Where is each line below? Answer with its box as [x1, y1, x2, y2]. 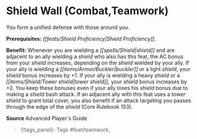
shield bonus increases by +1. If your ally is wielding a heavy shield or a [6, 72, 180, 79]
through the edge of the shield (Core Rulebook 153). [6, 103, 133, 110]
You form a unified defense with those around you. [6, 24, 130, 31]
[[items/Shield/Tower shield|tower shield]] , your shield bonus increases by [6, 78, 188, 85]
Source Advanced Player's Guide [6, 114, 88, 122]
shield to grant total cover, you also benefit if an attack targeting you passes [6, 96, 191, 104]
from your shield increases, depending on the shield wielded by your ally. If [6, 59, 189, 66]
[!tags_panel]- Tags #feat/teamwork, [20, 126, 111, 133]
